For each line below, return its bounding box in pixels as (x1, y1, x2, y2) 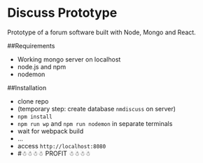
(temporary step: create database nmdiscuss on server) (17, 104, 176, 113)
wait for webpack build (17, 127, 84, 135)
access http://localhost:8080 (17, 141, 106, 150)
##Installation (7, 83, 47, 92)
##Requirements (7, 41, 55, 50)
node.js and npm (17, 62, 66, 71)
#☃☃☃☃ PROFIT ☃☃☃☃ (17, 149, 91, 157)
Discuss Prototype (7, 5, 118, 21)
